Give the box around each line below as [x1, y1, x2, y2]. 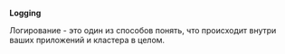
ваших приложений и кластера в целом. [9, 35, 166, 45]
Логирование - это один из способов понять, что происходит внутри [9, 25, 277, 35]
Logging [9, 8, 42, 18]
